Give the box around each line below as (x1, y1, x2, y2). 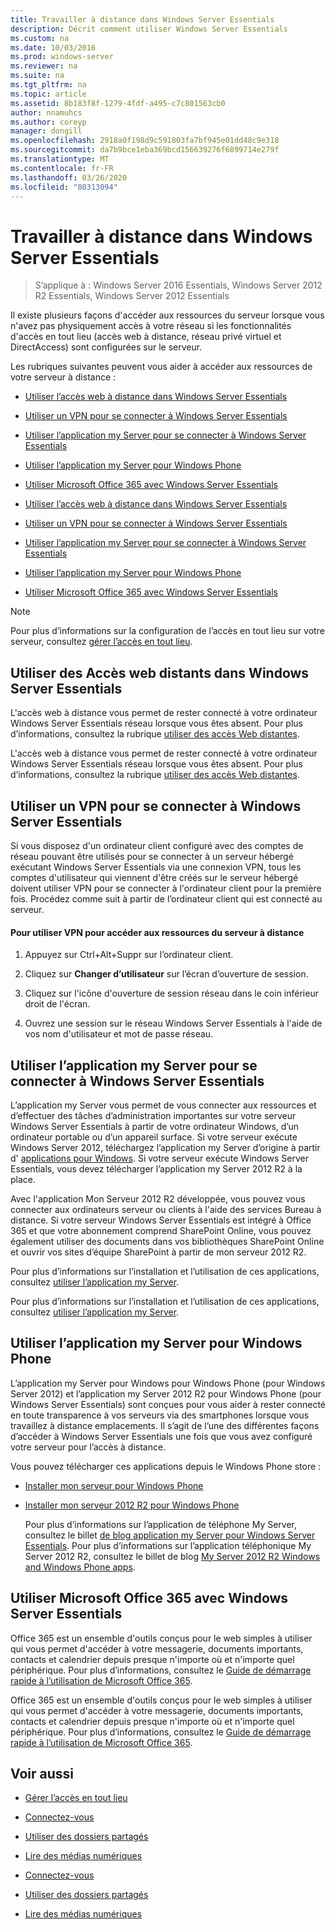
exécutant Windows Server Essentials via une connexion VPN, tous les (10, 861, 302, 873)
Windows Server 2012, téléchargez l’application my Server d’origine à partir (10, 1141, 321, 1153)
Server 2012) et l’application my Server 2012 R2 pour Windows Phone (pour (10, 1387, 322, 1400)
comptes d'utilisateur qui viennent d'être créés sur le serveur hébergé (10, 871, 299, 883)
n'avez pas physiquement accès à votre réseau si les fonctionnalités (10, 320, 292, 332)
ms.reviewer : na (10, 61, 78, 71)
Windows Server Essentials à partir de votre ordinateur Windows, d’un (10, 1120, 299, 1132)
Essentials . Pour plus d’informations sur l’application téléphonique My (24, 1539, 312, 1551)
